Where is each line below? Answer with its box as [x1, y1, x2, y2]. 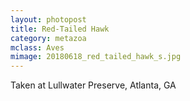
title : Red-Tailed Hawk [10, 24, 110, 34]
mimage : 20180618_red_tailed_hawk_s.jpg [10, 52, 182, 62]
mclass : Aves [10, 42, 65, 53]
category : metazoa [10, 33, 87, 43]
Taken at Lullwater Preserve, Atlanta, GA [10, 79, 177, 91]
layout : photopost [10, 14, 87, 25]
